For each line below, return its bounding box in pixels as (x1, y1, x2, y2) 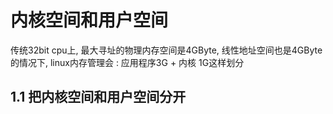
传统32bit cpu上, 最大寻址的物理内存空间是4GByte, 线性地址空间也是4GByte (10, 44, 323, 56)
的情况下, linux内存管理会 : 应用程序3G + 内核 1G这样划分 (10, 56, 245, 68)
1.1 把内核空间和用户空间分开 (10, 89, 187, 106)
